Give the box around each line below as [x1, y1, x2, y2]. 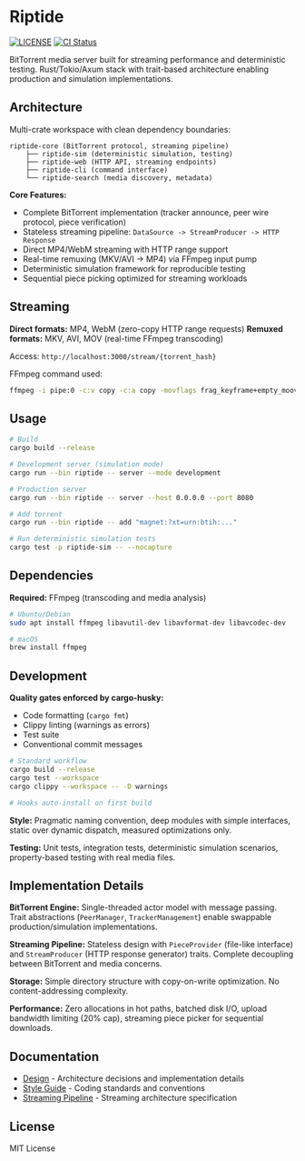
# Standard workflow [9, 756, 88, 766]
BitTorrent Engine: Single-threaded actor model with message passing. [9, 902, 277, 913]
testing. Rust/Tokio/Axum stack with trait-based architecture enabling [9, 64, 270, 75]
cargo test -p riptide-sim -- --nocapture [9, 543, 172, 552]
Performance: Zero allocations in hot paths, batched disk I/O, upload [9, 1003, 268, 1015]
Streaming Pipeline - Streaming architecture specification [22, 1093, 238, 1104]
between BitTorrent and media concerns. [9, 958, 162, 969]
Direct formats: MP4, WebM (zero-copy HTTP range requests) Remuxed [9, 323, 283, 334]
